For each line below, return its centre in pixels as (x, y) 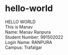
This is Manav (19, 27)
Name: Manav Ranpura (28, 32)
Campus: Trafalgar (24, 47)
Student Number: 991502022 (34, 37)
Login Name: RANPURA (29, 42)
